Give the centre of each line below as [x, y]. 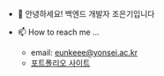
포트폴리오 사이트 [60, 63]
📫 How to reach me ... [58, 32]
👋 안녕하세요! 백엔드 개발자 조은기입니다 [86, 14]
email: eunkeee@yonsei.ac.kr [84, 53]
